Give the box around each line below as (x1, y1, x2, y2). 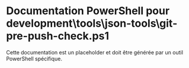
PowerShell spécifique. (6, 55, 62, 62)
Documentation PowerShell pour (6, 4, 170, 18)
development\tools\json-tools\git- (6, 17, 178, 30)
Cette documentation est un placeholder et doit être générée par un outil (6, 48, 184, 56)
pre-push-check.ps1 (6, 30, 110, 43)
